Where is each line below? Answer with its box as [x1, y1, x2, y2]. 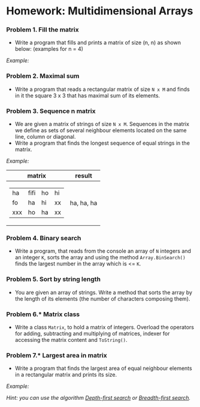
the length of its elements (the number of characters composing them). [14, 295, 190, 302]
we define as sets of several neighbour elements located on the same [14, 127, 187, 134]
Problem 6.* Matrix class [6, 310, 80, 318]
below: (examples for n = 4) [14, 45, 84, 53]
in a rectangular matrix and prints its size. [14, 371, 117, 378]
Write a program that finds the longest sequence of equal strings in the [14, 139, 190, 147]
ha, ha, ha [69, 199, 98, 207]
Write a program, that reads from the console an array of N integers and [14, 247, 192, 255]
